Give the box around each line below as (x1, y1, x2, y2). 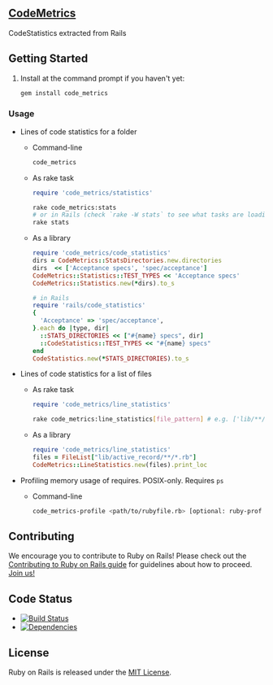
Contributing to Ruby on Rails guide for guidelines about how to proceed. (8, 560, 253, 569)
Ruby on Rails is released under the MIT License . (8, 667, 172, 678)
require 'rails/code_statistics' (32, 301, 146, 310)
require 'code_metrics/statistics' (32, 189, 153, 197)
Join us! (8, 569, 35, 578)
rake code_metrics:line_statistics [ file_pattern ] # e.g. (32, 415, 230, 424)
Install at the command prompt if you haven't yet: (19, 73, 185, 83)
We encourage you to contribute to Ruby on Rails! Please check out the (8, 551, 247, 561)
